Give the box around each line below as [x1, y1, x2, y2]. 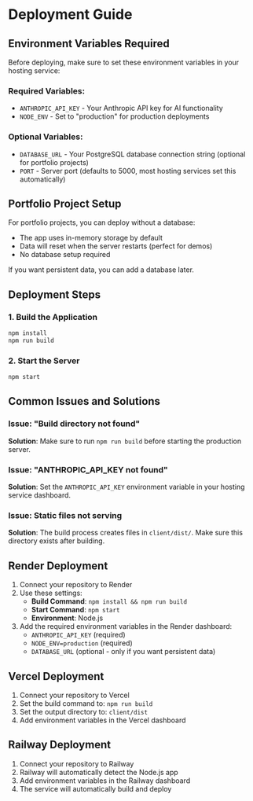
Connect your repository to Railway [19, 759, 134, 768]
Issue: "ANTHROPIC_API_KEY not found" [8, 464, 169, 475]
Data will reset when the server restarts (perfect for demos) [19, 241, 213, 251]
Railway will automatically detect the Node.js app [19, 767, 178, 777]
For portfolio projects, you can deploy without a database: [8, 218, 196, 227]
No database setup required [19, 250, 111, 259]
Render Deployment [8, 559, 108, 572]
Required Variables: [8, 85, 85, 96]
